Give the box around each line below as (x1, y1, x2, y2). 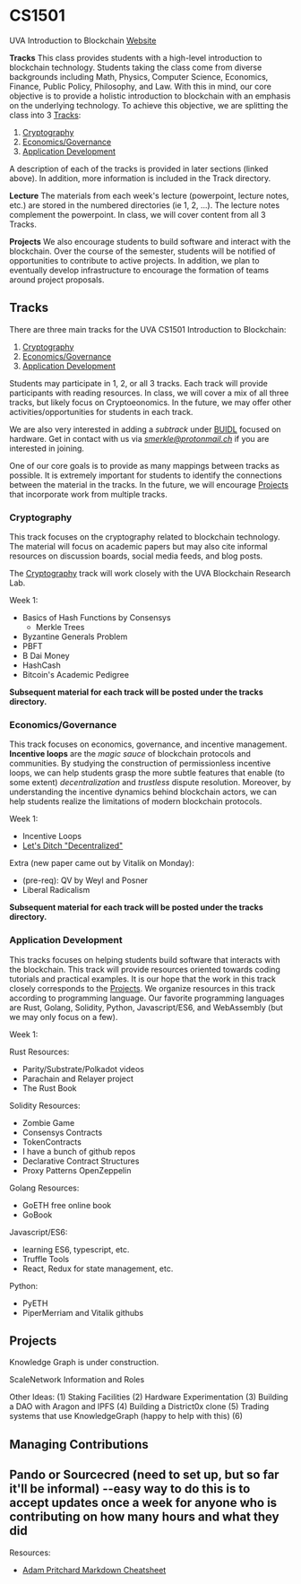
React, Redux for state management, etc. (21, 1263, 174, 1274)
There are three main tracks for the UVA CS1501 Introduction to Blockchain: (9, 324, 287, 334)
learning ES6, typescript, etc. (21, 1243, 130, 1255)
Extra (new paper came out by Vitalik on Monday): (9, 858, 194, 869)
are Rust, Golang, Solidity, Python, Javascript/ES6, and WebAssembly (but (9, 1001, 284, 1013)
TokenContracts (21, 1136, 82, 1147)
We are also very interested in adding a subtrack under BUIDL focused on (9, 423, 281, 435)
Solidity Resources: (9, 1100, 81, 1111)
